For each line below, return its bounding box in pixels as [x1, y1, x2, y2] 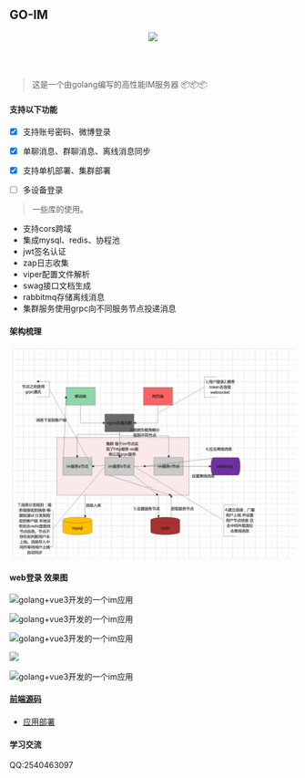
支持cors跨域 [22, 223, 72, 234]
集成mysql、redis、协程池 [22, 234, 120, 245]
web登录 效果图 [9, 572, 68, 583]
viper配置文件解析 [22, 269, 91, 280]
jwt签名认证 [22, 246, 66, 257]
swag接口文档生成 [22, 280, 92, 291]
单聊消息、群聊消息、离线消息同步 [22, 146, 151, 157]
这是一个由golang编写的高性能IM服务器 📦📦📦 [31, 78, 208, 89]
